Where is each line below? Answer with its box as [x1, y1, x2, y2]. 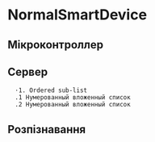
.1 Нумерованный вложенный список [15, 94, 131, 102]
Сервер [7, 65, 48, 78]
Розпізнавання [7, 123, 86, 136]
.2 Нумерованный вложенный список [15, 101, 131, 109]
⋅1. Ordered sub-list [15, 86, 88, 94]
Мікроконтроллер [7, 38, 104, 52]
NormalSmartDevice [7, 6, 147, 24]
